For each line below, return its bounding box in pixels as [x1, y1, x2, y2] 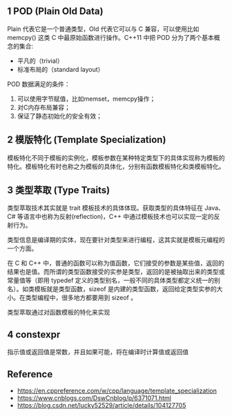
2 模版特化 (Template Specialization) [7, 134, 166, 146]
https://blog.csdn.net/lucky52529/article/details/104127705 [17, 402, 186, 410]
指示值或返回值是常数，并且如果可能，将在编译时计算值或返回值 [7, 348, 188, 356]
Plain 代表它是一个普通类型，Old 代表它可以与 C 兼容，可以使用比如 [7, 24, 200, 33]
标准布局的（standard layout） [17, 65, 104, 73]
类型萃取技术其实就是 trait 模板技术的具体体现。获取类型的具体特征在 [7, 204, 204, 212]
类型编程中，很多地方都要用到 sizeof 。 [25, 293, 137, 302]
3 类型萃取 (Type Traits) [7, 184, 110, 196]
